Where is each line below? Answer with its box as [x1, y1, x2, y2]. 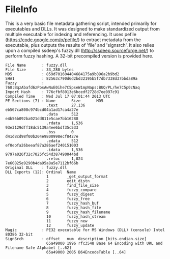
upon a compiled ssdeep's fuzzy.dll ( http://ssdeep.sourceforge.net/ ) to [5, 47, 154, 53]
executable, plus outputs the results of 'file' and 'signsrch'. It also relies [5, 42, 154, 48]
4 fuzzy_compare [46, 187, 97, 192]
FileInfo [5, 4, 38, 15]
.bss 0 [46, 129, 74, 134]
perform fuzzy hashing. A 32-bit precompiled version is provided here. [5, 52, 154, 59]
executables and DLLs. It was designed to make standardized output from [5, 25, 160, 32]
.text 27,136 [46, 103, 86, 108]
